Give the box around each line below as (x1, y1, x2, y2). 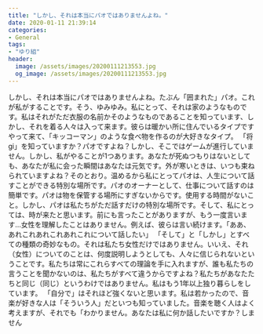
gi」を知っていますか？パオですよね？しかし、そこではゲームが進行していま (8, 141, 254, 151)
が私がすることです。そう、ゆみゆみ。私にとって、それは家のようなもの (8, 102, 241, 111)
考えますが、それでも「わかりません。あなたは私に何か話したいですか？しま (8, 307, 255, 318)
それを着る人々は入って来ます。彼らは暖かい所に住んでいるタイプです (28, 122, 255, 131)
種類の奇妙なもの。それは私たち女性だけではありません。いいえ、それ (21, 239, 249, 249)
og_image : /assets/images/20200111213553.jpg (15, 70, 167, 78)
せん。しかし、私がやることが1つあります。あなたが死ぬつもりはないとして (8, 151, 251, 161)
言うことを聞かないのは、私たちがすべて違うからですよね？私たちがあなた (8, 268, 249, 278)
